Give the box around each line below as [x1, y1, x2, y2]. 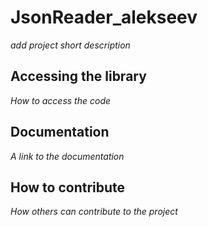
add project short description [10, 39, 131, 51]
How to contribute [10, 179, 126, 196]
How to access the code [10, 94, 112, 106]
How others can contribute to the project [10, 206, 178, 218]
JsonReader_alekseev [10, 6, 198, 29]
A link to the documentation [10, 150, 125, 162]
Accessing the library [10, 68, 147, 85]
